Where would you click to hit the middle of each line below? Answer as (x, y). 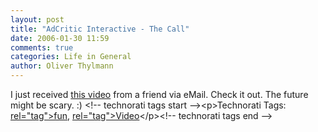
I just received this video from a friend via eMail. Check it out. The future (159, 94)
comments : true (42, 47)
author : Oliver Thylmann (62, 66)
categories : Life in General (71, 57)
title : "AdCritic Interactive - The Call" (100, 29)
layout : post (37, 19)
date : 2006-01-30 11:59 (60, 38)
